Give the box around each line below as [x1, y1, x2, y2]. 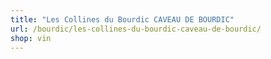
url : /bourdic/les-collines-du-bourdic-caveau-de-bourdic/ [10, 24, 262, 34]
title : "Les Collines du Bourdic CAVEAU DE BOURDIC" [10, 14, 235, 25]
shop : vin [10, 33, 52, 43]
